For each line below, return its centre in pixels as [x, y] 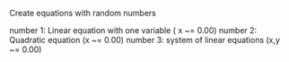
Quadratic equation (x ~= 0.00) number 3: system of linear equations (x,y [145, 40]
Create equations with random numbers [83, 13]
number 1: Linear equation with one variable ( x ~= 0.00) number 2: [133, 30]
